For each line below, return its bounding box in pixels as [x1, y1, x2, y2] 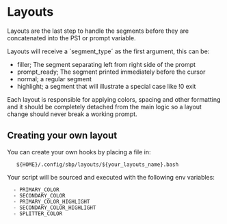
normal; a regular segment [16, 74, 92, 83]
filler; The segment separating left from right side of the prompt [16, 60, 196, 68]
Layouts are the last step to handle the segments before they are [7, 27, 189, 35]
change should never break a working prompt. [7, 110, 138, 118]
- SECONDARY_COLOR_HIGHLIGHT [13, 204, 96, 211]
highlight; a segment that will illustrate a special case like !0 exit [16, 82, 196, 90]
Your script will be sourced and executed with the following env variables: [7, 173, 215, 181]
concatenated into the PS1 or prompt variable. [7, 33, 136, 42]
